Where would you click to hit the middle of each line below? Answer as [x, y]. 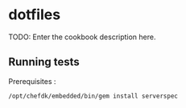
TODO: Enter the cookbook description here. [82, 37]
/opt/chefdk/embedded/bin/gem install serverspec [93, 96]
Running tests [44, 62]
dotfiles [35, 15]
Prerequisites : [32, 81]
